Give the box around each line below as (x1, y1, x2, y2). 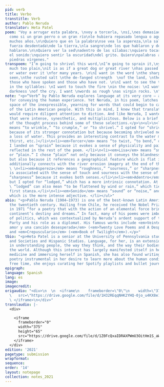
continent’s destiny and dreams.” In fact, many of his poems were (9, 211, 150, 216)
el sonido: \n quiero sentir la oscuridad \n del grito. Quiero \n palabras (9, 52, 156, 58)
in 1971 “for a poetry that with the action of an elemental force (9, 207, 150, 212)
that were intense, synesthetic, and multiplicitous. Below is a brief (9, 116, 159, 121)
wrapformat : (5, 356, 29, 361)
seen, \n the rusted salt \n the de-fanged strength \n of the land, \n (9, 75, 154, 80)
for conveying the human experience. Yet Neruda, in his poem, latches (9, 98, 159, 103)
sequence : (5, 361, 25, 366)
